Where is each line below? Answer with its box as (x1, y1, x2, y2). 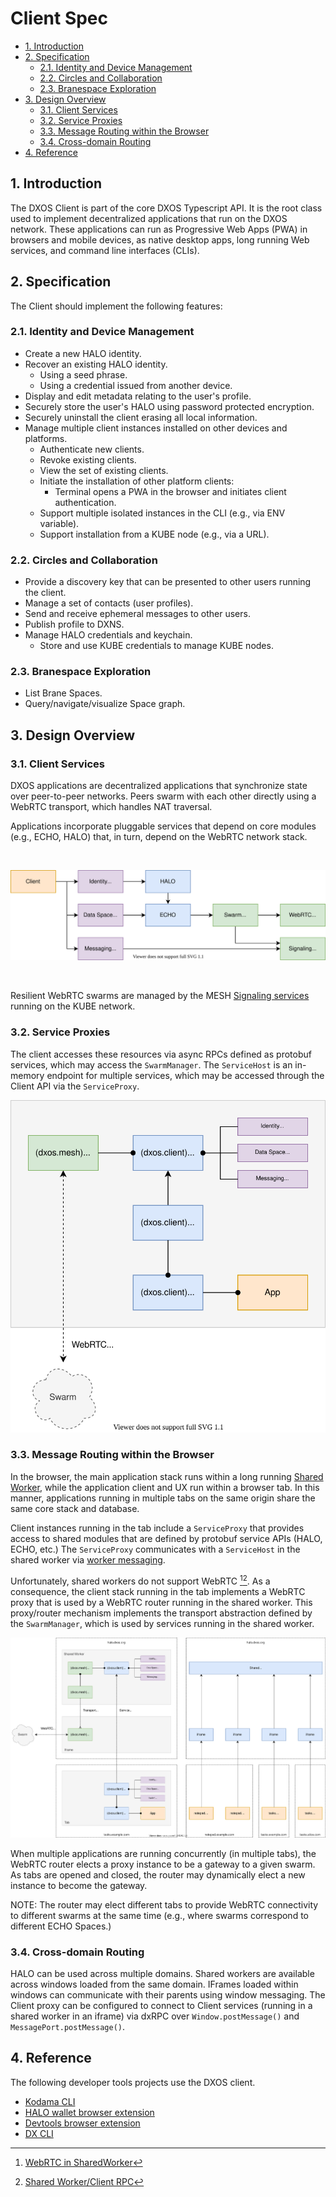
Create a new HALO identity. (24, 347, 142, 359)
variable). (39, 517, 80, 529)
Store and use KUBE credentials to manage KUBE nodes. (39, 640, 274, 652)
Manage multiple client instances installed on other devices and (24, 422, 288, 434)
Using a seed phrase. (39, 368, 128, 381)
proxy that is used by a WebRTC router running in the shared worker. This (10, 1596, 313, 1608)
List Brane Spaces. (24, 687, 103, 699)
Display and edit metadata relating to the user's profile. (24, 390, 252, 402)
